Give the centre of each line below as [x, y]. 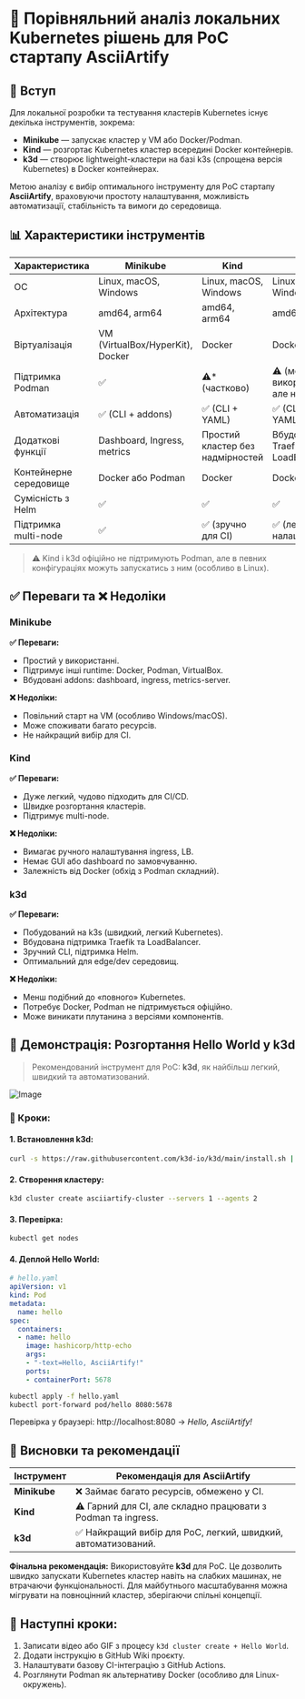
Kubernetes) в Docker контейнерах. [91, 169]
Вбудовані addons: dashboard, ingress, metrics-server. [127, 679]
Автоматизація [47, 414]
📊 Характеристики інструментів [108, 236]
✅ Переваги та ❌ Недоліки [88, 596]
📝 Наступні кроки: [64, 1624]
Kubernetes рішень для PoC [119, 38]
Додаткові [37, 440]
